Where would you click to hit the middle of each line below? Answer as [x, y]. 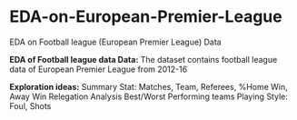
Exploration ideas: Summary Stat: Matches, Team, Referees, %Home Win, [148, 86]
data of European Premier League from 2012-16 [99, 69]
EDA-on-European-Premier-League [146, 17]
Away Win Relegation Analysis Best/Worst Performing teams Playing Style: [148, 96]
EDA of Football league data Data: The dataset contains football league [144, 59]
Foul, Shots [30, 105]
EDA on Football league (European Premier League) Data [115, 42]
